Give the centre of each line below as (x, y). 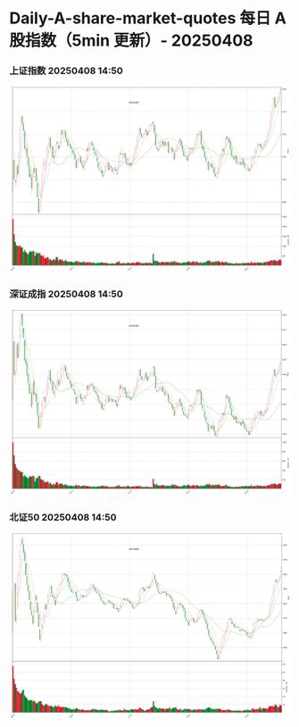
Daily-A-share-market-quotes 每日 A (148, 18)
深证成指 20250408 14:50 (66, 294)
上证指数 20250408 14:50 (66, 71)
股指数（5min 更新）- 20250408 (131, 41)
